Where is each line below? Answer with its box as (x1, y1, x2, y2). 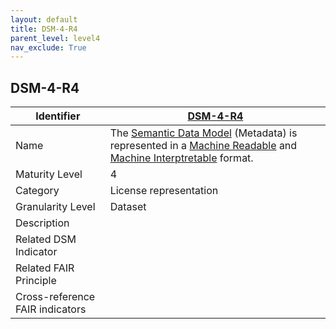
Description (15, 216, 70, 230)
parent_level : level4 (10, 33, 101, 43)
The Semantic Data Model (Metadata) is (109, 126, 298, 140)
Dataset (109, 200, 147, 214)
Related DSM (15, 232, 77, 246)
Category (15, 184, 60, 198)
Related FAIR (15, 261, 75, 275)
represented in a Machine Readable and (109, 139, 298, 153)
